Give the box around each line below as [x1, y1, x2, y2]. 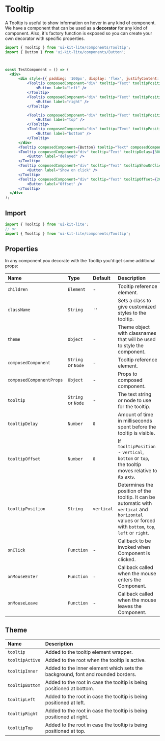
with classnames [117, 330, 157, 337]
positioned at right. [45, 713, 89, 720]
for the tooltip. [117, 403, 151, 410]
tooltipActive [7, 657, 41, 663]
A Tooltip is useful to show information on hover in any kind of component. [5, 20, 156, 26]
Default [92, 275, 110, 282]
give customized [117, 303, 156, 310]
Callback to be [117, 537, 151, 544]
